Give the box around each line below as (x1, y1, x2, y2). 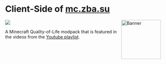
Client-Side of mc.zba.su (5, 3, 110, 15)
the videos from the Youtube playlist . (5, 34, 80, 40)
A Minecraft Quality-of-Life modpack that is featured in (5, 28, 117, 35)
